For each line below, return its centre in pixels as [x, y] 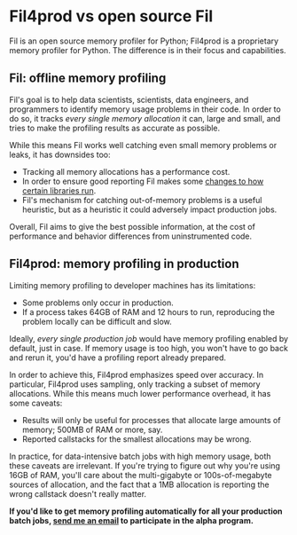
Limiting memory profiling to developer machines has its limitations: [133, 285]
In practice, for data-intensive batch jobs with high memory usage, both [141, 456]
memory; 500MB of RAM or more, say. [92, 429]
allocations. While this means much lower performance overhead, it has [140, 393]
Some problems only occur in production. [98, 303]
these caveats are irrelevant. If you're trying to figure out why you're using [145, 465]
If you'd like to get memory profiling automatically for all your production [146, 511]
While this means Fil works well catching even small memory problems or [143, 145]
